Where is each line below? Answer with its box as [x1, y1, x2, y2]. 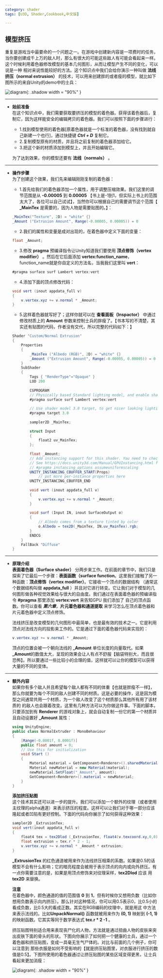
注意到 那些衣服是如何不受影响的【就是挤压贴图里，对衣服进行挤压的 [16, 945, 154, 951]
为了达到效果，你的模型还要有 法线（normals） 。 [12, 155, 113, 161]
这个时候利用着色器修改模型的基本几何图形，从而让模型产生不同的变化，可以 [5, 61, 158, 67]
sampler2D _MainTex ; [30, 420, 71, 425]
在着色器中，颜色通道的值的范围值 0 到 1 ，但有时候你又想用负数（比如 [12, 892, 153, 898]
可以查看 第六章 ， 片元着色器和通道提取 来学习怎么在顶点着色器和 [25, 603, 155, 609]
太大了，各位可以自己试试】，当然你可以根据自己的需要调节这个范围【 [19, 198, 158, 205]
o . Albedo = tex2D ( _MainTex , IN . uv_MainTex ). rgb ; [38, 524, 139, 529]
